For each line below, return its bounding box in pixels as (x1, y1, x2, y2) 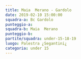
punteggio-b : (5, 31, 33, 36)
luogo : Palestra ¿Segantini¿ (5, 41, 67, 46)
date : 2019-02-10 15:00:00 (5, 12, 63, 17)
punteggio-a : (5, 22, 33, 27)
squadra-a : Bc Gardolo (5, 17, 53, 22)
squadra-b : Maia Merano (5, 27, 58, 32)
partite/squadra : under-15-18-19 (5, 36, 76, 42)
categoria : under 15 (5, 46, 49, 51)
